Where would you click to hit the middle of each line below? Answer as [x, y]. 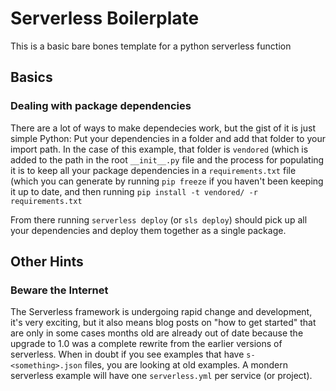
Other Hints [47, 262]
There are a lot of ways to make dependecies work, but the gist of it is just [163, 128]
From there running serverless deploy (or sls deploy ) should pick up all [159, 219]
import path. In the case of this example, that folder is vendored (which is [159, 149]
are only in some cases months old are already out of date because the [157, 333]
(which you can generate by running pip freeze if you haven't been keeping [167, 181]
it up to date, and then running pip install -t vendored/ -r [134, 191]
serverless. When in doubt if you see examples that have [127, 354]
